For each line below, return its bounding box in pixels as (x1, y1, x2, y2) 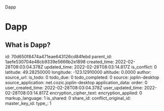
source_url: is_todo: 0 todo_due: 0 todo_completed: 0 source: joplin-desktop (5, 74, 160, 80)
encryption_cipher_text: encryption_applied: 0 (50, 90, 142, 96)
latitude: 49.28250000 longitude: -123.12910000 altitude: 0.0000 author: (5, 69, 151, 75)
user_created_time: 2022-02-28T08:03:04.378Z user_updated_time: (5, 85, 143, 90)
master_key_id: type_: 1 (5, 100, 52, 106)
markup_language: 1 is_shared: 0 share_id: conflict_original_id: (5, 95, 131, 101)
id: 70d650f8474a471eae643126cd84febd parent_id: (5, 54, 112, 59)
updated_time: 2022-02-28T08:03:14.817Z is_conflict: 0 (44, 64, 157, 70)
